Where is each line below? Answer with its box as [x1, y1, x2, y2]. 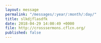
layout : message [5, 7, 39, 12]
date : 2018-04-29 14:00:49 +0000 [5, 21, 75, 26]
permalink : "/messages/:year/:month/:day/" [5, 12, 97, 17]
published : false [5, 30, 41, 35]
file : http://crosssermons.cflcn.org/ [5, 26, 86, 31]
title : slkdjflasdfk [5, 16, 48, 21]
